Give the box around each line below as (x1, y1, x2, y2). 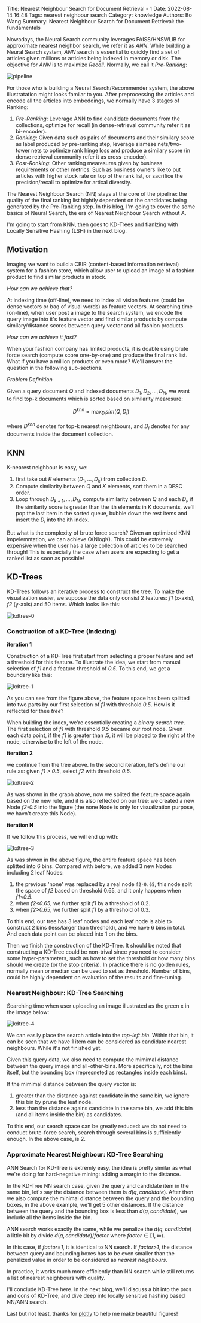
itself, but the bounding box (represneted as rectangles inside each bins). (7, 1069, 187, 1076)
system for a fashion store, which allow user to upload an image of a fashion (7, 266, 195, 274)
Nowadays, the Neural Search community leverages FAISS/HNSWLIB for (7, 36, 185, 43)
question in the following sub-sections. (7, 364, 103, 371)
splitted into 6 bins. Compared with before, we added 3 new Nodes (7, 863, 172, 870)
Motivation (7, 245, 48, 255)
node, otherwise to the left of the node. (7, 738, 103, 745)
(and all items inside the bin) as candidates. (15, 1111, 123, 1118)
